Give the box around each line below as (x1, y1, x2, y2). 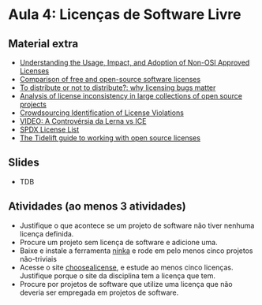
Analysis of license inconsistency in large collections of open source (19, 91, 243, 100)
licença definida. (19, 229, 74, 238)
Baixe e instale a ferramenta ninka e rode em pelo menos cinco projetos (19, 246, 253, 255)
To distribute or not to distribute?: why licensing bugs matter (19, 83, 216, 92)
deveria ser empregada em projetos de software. (19, 288, 179, 297)
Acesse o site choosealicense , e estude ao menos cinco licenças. (19, 262, 234, 272)
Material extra (8, 37, 79, 50)
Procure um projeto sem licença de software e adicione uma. (19, 237, 219, 247)
